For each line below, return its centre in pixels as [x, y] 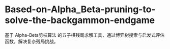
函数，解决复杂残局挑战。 [32, 41]
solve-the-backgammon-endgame [80, 20]
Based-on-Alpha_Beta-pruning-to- [80, 9]
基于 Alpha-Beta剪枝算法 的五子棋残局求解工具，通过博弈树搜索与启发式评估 [85, 35]
